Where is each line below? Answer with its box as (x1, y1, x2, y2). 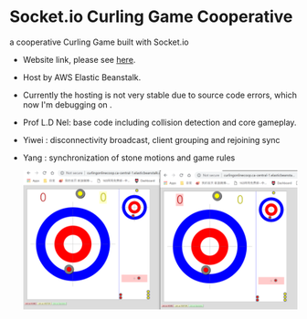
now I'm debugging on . (22, 98, 112, 110)
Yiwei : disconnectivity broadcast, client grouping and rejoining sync (22, 134, 281, 145)
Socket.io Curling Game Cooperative (9, 6, 293, 27)
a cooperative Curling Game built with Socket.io (9, 36, 189, 47)
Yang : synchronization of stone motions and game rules (22, 152, 236, 163)
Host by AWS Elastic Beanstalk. (22, 71, 142, 83)
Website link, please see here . (22, 54, 136, 65)
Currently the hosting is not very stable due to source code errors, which (22, 89, 297, 100)
